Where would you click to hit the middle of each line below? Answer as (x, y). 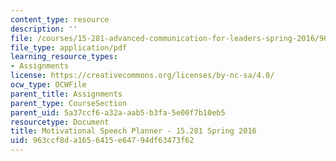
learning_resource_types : (64, 57)
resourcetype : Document (60, 122)
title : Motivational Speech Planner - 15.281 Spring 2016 (133, 131)
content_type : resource (60, 19)
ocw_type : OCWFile (48, 85)
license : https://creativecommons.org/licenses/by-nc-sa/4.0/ (142, 76)
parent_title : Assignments (66, 94)
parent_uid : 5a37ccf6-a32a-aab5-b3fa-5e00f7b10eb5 (118, 112)
